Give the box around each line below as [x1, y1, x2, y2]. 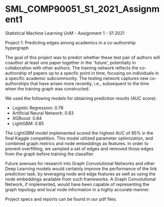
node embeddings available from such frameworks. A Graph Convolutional [5, 176, 156, 182]
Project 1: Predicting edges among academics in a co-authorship [5, 39, 136, 45]
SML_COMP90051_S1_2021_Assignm [5, 3, 160, 15]
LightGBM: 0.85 [12, 120, 44, 126]
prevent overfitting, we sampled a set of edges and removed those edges [5, 146, 154, 151]
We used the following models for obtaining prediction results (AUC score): [5, 95, 157, 101]
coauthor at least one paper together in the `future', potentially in [5, 59, 136, 65]
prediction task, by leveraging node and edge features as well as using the [5, 171, 156, 177]
